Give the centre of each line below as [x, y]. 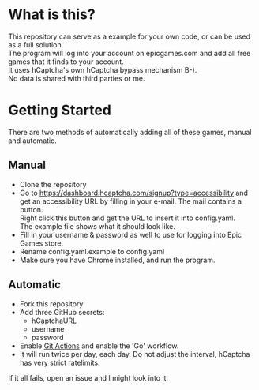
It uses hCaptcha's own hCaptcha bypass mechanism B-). [103, 69]
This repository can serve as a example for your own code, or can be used [129, 36]
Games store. [41, 243]
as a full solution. [36, 44]
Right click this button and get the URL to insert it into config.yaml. [127, 218]
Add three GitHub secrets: [62, 312]
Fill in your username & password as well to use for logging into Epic [131, 234]
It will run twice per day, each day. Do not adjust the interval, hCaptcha [135, 354]
